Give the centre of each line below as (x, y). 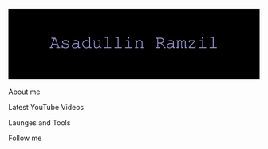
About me (24, 92)
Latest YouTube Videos (46, 108)
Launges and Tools (39, 123)
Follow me (25, 138)
